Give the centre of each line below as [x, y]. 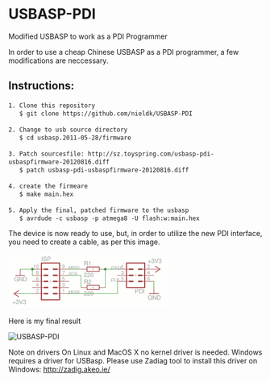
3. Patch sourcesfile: [46, 154]
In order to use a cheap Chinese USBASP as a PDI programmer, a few [124, 52]
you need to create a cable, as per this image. [84, 242]
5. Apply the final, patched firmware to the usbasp [99, 210]
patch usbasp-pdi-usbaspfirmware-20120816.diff [108, 170]
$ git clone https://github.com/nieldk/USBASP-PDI [106, 114]
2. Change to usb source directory [68, 130]
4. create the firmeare [48, 186]
